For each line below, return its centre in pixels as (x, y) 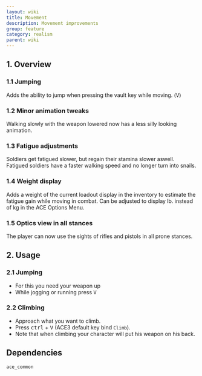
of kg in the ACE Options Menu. (45, 207)
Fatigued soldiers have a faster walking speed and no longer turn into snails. (101, 166)
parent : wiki (23, 40)
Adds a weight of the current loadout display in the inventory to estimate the (101, 194)
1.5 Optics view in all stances (50, 223)
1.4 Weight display (34, 181)
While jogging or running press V (56, 292)
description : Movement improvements (52, 23)
